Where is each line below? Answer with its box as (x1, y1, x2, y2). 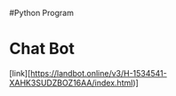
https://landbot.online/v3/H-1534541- (30, 68, 167, 78)
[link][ (9, 68, 31, 78)
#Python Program (9, 8, 74, 18)
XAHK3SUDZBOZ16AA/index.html (9, 77, 133, 88)
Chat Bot (9, 39, 76, 59)
